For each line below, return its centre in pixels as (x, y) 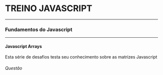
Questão (14, 68)
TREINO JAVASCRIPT (49, 8)
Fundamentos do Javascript (39, 30)
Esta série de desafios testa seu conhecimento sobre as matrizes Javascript (81, 57)
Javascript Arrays (24, 46)
